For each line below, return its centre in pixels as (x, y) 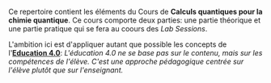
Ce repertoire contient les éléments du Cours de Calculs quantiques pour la (135, 12)
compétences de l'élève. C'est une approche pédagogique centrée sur (126, 61)
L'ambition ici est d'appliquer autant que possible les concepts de (118, 44)
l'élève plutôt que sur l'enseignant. (66, 70)
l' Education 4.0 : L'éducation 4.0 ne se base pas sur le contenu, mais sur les (135, 53)
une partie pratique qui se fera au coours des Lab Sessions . (108, 29)
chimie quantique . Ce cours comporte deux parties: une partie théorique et (135, 20)
